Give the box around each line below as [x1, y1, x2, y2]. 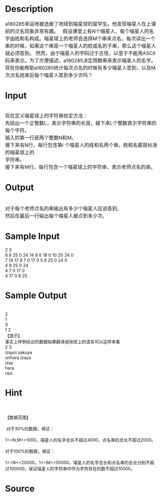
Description [5, 3, 54, 15]
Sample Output [5, 290, 67, 301]
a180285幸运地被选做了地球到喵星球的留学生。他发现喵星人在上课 [5, 21, 157, 27]
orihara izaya [5, 354, 31, 360]
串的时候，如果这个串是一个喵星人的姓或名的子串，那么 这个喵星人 [5, 42, 157, 49]
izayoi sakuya [5, 349, 33, 355]
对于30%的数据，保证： [6, 426, 54, 432]
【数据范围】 [5, 414, 31, 420]
